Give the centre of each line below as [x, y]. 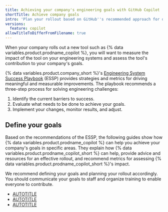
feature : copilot [28, 29]
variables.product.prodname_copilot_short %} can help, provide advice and [83, 153]
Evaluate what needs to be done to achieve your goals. [69, 104]
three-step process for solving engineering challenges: [62, 89]
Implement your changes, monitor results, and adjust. [67, 109]
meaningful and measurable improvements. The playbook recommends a [80, 84]
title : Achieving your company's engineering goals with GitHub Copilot [82, 10]
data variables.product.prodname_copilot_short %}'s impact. [67, 164]
